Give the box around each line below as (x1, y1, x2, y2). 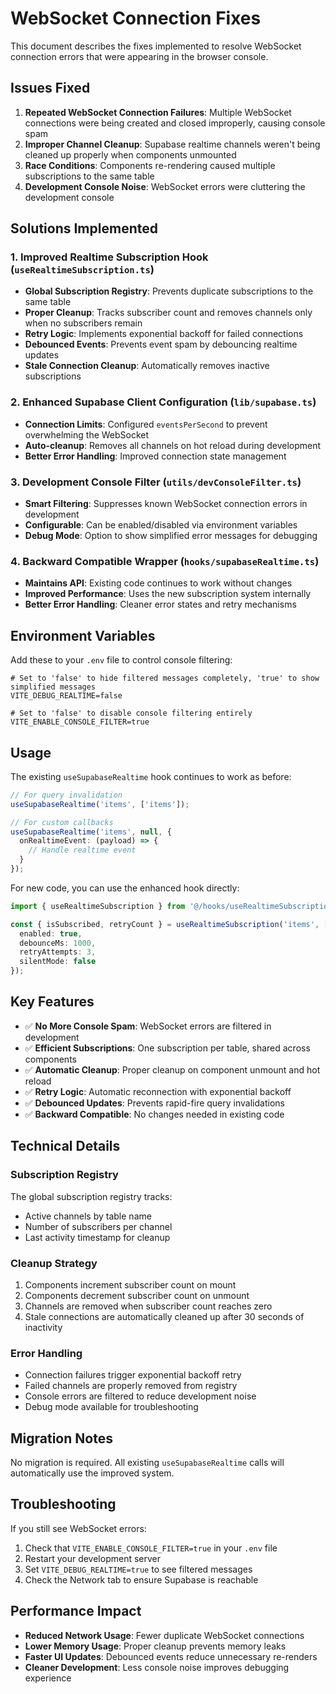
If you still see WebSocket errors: (10, 1522, 147, 1534)
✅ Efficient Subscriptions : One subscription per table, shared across (24, 1042, 311, 1054)
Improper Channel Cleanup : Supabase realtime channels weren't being (24, 138, 321, 150)
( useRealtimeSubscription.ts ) (10, 263, 155, 277)
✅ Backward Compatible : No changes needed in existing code (24, 1108, 285, 1120)
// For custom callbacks (10, 817, 114, 827)
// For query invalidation (10, 790, 123, 800)
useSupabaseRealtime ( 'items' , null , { (10, 827, 172, 837)
